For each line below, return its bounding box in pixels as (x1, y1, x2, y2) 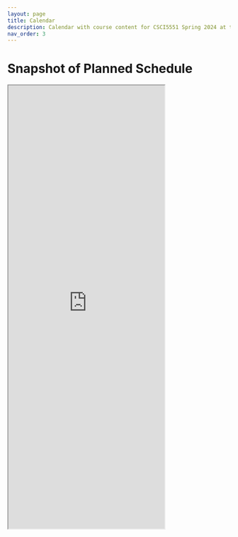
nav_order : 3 (7, 30, 46, 38)
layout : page (7, 10, 46, 18)
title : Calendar (7, 17, 55, 24)
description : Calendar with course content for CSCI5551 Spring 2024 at (7, 23, 227, 31)
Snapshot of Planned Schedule (7, 61, 193, 77)
